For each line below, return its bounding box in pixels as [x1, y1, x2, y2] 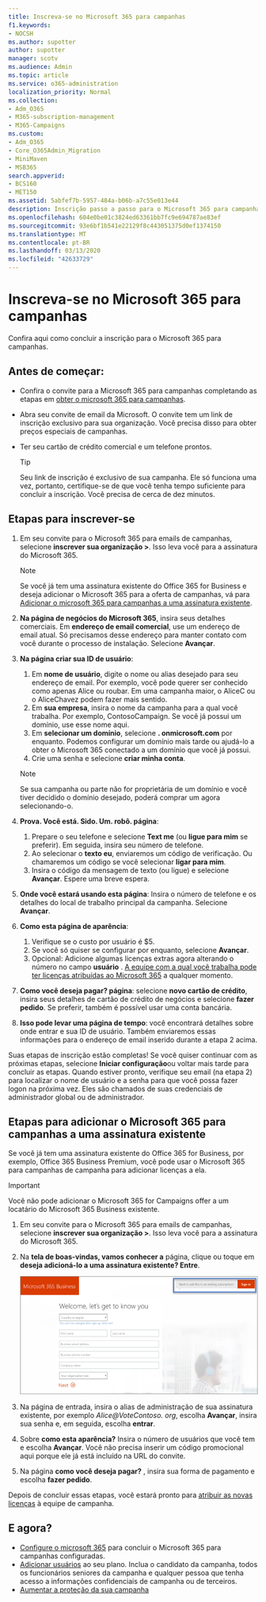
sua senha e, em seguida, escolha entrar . [19, 1419, 156, 1428]
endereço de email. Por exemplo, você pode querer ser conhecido [31, 678, 248, 687]
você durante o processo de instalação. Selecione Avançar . [19, 638, 215, 648]
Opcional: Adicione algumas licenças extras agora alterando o [31, 954, 234, 963]
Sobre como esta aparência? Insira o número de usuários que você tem [19, 1434, 256, 1443]
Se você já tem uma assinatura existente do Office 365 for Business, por [8, 1149, 244, 1158]
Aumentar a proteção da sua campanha [19, 1585, 149, 1594]
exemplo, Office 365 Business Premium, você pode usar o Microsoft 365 [8, 1157, 245, 1167]
